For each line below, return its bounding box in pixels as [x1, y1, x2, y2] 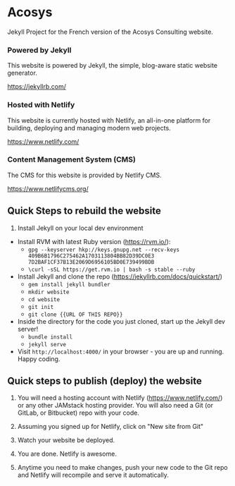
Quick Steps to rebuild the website [7, 205, 162, 217]
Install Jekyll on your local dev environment [17, 224, 144, 232]
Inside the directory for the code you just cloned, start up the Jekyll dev [17, 317, 225, 325]
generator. [7, 68, 37, 78]
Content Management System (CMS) [7, 154, 136, 164]
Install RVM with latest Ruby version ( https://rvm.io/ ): [17, 237, 171, 245]
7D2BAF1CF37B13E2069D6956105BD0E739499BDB [27, 258, 155, 265]
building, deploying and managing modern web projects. [7, 123, 171, 132]
